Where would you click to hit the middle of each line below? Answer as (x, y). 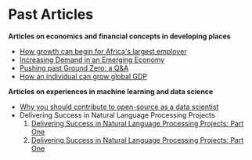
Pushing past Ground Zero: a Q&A (74, 67)
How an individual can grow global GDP (83, 76)
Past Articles (51, 15)
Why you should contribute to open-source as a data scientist (119, 107)
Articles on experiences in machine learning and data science (111, 91)
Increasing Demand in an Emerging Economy (92, 60)
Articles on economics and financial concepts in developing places (119, 36)
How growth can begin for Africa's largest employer (103, 51)
